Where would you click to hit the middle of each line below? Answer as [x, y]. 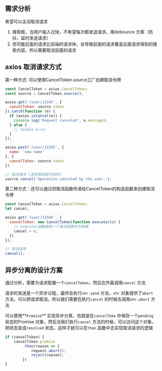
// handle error [30, 129]
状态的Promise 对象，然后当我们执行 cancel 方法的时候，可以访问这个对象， [81, 322]
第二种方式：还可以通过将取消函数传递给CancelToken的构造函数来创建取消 [80, 189]
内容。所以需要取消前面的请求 [46, 50]
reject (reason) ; [47, 355]
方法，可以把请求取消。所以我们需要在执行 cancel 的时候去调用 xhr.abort [77, 299]
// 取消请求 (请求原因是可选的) [33, 174]
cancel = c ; [26, 231]
